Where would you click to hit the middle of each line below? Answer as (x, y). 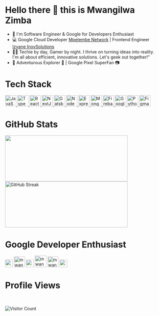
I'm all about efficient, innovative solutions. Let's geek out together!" (81, 57)
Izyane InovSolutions (33, 47)
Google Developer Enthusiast (66, 244)
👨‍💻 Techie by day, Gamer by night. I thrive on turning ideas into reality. (83, 52)
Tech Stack (28, 84)
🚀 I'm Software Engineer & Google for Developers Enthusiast (73, 34)
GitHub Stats (32, 124)
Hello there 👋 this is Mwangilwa (70, 10)
